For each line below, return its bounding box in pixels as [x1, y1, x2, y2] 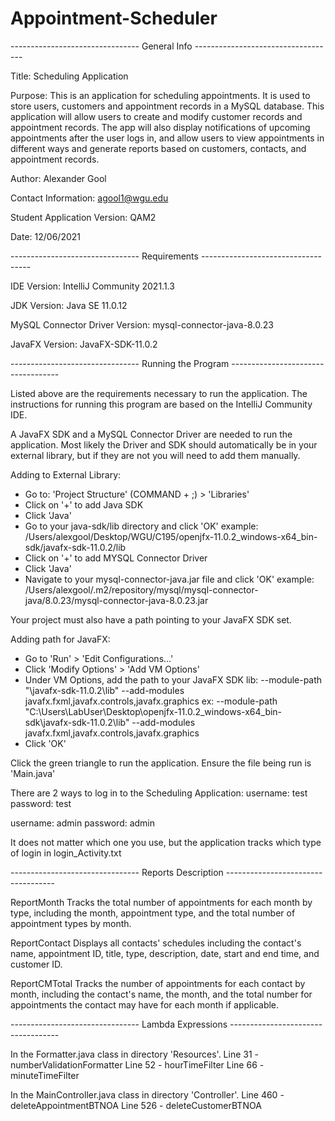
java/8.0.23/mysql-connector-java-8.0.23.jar [24, 594, 209, 606]
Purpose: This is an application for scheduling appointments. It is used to [10, 89, 311, 101]
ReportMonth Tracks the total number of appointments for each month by [10, 896, 313, 908]
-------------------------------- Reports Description [10, 866, 224, 878]
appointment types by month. [10, 917, 132, 929]
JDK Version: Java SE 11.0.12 [10, 299, 128, 311]
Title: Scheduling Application [10, 70, 129, 82]
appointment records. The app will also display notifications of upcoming [10, 121, 311, 133]
